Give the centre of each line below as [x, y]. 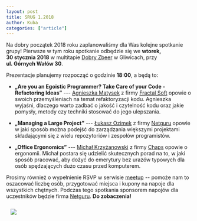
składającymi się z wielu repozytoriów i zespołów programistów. [93, 136]
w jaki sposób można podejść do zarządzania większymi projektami [97, 129]
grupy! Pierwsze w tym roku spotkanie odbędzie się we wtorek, [83, 51]
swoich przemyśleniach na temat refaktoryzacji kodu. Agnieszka [93, 99]
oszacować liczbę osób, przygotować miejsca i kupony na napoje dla [90, 184]
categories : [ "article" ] [37, 28]
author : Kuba [22, 22]
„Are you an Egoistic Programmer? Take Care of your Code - [90, 87]
